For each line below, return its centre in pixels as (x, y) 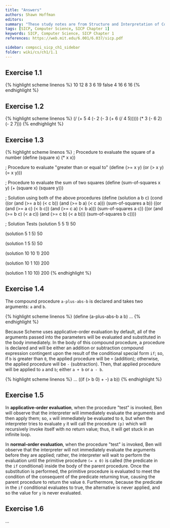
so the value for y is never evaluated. (44, 492)
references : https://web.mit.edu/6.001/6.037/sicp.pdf (64, 39)
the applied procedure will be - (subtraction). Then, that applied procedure (83, 364)
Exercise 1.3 (25, 140)
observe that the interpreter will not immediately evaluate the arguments (80, 449)
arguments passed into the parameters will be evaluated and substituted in (83, 337)
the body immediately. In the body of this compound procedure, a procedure (85, 342)
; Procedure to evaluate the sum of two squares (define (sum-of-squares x (83, 183)
